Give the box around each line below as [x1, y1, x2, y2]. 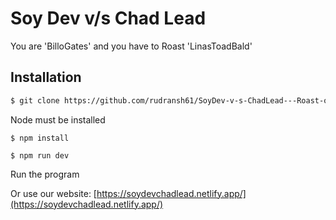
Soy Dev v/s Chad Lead [10, 7, 207, 30]
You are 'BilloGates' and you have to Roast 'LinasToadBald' [10, 40, 253, 52]
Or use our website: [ [10, 187, 97, 199]
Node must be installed [10, 113, 106, 126]
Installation [10, 69, 82, 86]
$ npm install [10, 133, 70, 143]
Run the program [10, 168, 80, 180]
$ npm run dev [10, 150, 70, 161]
